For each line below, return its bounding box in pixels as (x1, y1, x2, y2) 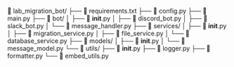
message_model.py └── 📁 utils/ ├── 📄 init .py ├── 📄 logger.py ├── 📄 (7, 44, 211, 52)
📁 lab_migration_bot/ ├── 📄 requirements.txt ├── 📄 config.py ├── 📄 (7, 7, 207, 15)
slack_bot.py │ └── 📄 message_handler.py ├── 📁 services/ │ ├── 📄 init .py (7, 22, 227, 30)
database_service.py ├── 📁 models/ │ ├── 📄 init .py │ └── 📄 (7, 37, 186, 45)
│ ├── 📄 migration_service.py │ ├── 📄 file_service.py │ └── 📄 (7, 29, 190, 37)
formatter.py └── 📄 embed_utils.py (7, 51, 109, 60)
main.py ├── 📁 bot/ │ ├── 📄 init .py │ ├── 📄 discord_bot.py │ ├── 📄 (7, 14, 208, 23)
